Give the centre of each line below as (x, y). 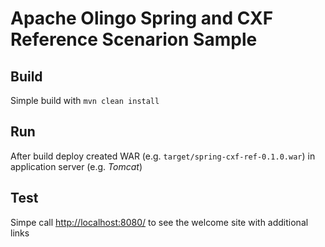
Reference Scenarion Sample (134, 39)
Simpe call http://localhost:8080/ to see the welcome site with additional (159, 222)
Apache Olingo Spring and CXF (142, 18)
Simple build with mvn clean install (85, 100)
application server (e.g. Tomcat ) (76, 166)
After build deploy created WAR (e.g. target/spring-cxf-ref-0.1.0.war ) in (163, 156)
